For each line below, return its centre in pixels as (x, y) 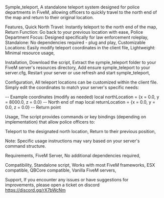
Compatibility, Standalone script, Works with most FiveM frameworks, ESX (80, 165)
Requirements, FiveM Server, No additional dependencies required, (73, 155)
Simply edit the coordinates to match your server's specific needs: (72, 87)
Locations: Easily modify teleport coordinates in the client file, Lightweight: (80, 48)
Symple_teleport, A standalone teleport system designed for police (72, 7)
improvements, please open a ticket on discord (52, 185)
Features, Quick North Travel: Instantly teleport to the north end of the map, (81, 27)
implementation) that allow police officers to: (50, 122)
